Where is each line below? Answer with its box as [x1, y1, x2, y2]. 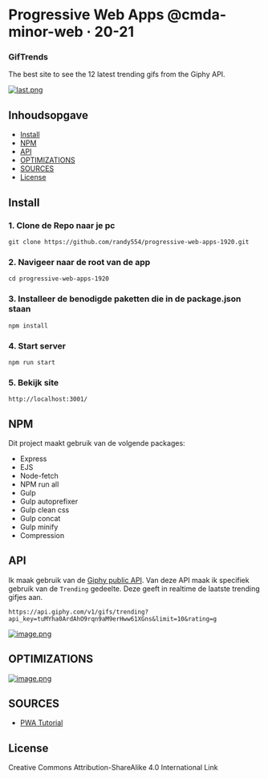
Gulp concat [19, 513, 61, 523]
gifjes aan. [8, 592, 43, 602]
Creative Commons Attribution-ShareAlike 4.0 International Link [8, 763, 218, 773]
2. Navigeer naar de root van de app [8, 256, 151, 267]
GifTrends [8, 51, 48, 63]
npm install [8, 321, 48, 330]
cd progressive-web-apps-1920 [8, 275, 110, 283]
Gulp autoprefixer [19, 496, 79, 506]
